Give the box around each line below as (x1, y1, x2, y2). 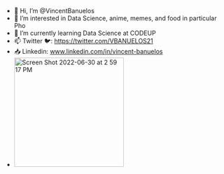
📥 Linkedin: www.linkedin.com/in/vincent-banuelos (13, 48, 163, 55)
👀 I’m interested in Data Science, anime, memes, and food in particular (13, 14, 217, 22)
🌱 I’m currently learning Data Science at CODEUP (13, 29, 156, 37)
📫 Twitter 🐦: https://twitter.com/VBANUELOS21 (13, 37, 154, 45)
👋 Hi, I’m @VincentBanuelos (13, 7, 94, 15)
